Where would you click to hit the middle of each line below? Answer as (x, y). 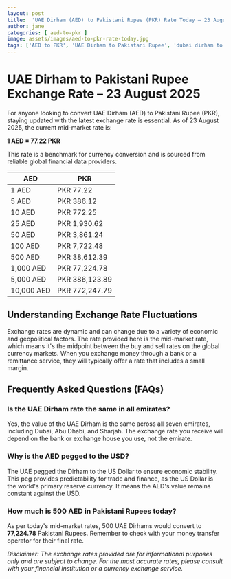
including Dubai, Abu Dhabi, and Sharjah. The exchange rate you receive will (115, 431)
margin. (18, 367)
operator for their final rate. (46, 541)
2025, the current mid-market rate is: (59, 127)
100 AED (25, 246)
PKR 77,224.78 (82, 268)
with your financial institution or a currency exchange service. (95, 569)
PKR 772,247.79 (85, 291)
